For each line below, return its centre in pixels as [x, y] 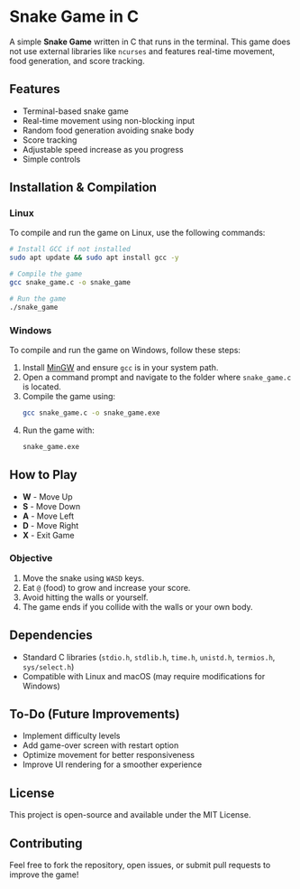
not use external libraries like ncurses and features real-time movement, [142, 51]
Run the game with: [58, 430]
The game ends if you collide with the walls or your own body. [138, 606]
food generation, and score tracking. [77, 61]
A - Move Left [48, 516]
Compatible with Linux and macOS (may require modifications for [144, 676]
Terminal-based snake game [75, 111]
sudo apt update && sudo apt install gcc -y [94, 258]
